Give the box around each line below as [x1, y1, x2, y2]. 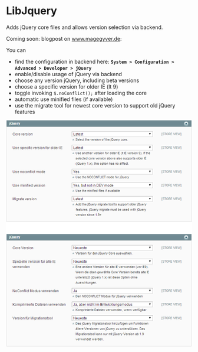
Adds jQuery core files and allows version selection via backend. [6, 24, 163, 31]
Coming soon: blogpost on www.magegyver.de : [6, 35, 122, 42]
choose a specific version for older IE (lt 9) [14, 83, 118, 90]
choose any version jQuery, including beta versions [14, 77, 140, 84]
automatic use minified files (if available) [14, 96, 113, 103]
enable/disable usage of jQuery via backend [14, 70, 123, 77]
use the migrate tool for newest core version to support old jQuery [14, 102, 176, 109]
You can [6, 46, 27, 54]
